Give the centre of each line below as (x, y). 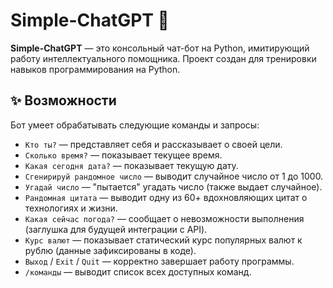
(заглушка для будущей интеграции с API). (116, 229)
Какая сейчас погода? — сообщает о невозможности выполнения (164, 218)
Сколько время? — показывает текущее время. (123, 155)
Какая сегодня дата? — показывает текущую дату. (131, 165)
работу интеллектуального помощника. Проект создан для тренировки (163, 58)
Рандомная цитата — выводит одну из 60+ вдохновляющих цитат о (166, 197)
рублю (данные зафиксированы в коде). (110, 250)
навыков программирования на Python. (95, 69)
